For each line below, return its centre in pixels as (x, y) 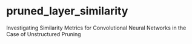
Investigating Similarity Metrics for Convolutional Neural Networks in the (96, 28)
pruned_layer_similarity (67, 11)
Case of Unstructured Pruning (44, 34)
